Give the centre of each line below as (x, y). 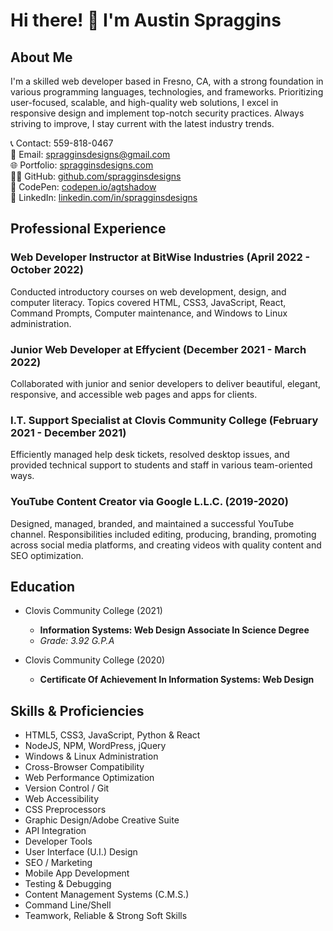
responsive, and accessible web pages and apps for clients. (134, 394)
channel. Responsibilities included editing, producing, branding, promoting (163, 534)
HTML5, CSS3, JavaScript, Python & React (112, 735)
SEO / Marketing (58, 863)
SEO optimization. (47, 555)
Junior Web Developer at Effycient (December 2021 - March (158, 349)
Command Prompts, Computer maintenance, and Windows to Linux (149, 313)
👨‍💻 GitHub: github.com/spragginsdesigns (96, 176)
